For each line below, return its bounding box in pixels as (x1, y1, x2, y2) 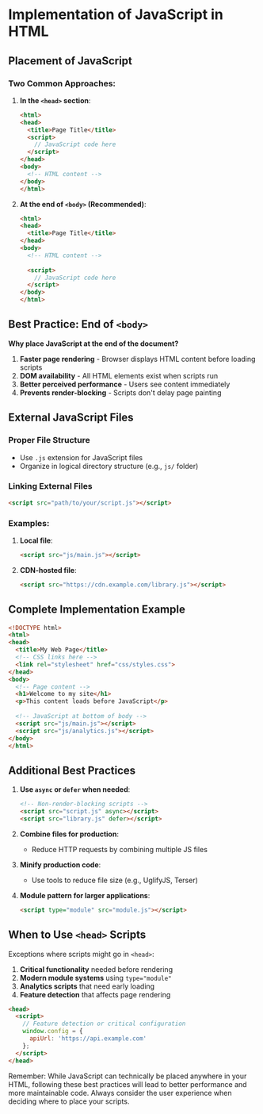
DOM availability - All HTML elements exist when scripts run (19, 371, 219, 380)
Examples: (8, 517, 50, 528)
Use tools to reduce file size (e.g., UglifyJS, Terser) (31, 875, 198, 885)
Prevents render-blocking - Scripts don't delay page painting (19, 387, 222, 398)
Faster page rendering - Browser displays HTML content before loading (19, 354, 256, 363)
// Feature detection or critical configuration (22, 1020, 186, 1028)
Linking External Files (8, 481, 93, 492)
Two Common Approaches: (8, 78, 116, 89)
